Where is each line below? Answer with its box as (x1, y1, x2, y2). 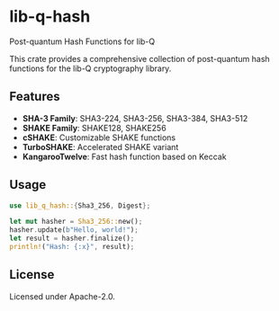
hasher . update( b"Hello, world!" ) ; (9, 226, 139, 235)
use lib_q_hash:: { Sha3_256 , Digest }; (9, 200, 151, 210)
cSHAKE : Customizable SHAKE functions (22, 132, 176, 143)
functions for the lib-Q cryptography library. (9, 63, 172, 74)
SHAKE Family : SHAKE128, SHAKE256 (22, 122, 166, 133)
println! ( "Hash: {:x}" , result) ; (9, 243, 135, 252)
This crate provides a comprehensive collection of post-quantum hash (9, 53, 270, 64)
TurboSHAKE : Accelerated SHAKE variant (22, 141, 179, 152)
